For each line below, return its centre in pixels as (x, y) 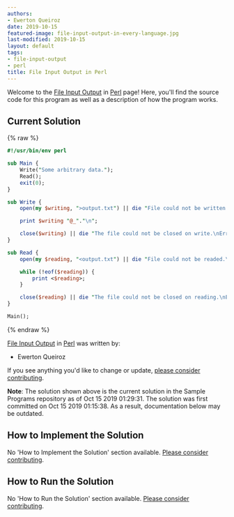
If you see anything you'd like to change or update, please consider (104, 370)
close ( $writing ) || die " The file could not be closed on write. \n (119, 234)
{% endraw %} (29, 329)
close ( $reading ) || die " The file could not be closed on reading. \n (123, 297)
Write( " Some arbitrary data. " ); (67, 170)
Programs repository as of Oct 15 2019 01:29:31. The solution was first (108, 398)
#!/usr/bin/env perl (37, 151)
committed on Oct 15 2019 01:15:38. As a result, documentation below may (114, 406)
